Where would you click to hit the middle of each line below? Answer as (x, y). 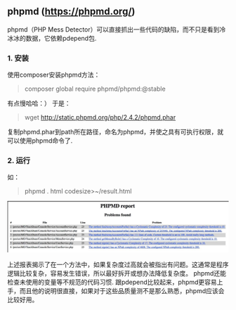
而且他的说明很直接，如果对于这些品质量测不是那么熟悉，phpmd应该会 (122, 291)
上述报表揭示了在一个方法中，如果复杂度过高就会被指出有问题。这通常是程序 (118, 265)
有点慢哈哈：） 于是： (39, 103)
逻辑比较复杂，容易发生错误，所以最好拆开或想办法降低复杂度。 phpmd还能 (117, 273)
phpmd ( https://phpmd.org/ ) (71, 12)
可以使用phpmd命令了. (40, 141)
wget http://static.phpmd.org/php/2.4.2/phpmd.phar (100, 117)
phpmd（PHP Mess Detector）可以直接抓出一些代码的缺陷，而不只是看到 (113, 29)
